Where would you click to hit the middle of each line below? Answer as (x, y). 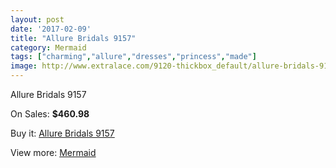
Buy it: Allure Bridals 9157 (62, 133)
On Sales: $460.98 (50, 114)
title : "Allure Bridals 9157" (73, 38)
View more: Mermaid (53, 152)
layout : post (37, 19)
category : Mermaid (48, 47)
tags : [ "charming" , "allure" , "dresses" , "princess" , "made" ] (133, 57)
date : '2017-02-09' (51, 29)
